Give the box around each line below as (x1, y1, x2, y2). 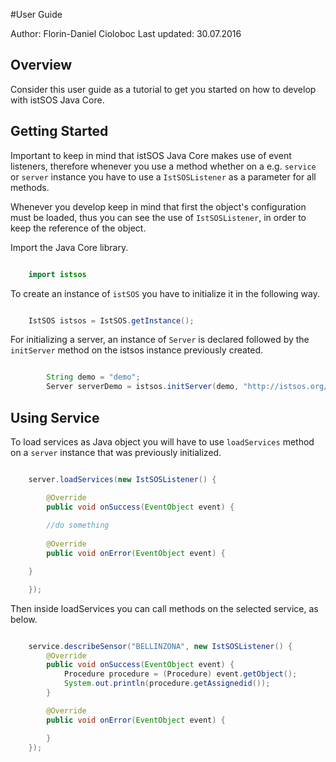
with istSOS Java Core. (10, 94, 105, 106)
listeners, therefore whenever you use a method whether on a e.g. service (10, 160, 317, 172)
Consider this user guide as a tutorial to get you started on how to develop (10, 83, 317, 95)
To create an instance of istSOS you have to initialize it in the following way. (10, 287, 320, 299)
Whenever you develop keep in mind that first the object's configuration (10, 200, 307, 213)
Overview (10, 57, 73, 74)
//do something (46, 520, 110, 531)
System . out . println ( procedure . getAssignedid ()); (63, 679, 271, 689)
